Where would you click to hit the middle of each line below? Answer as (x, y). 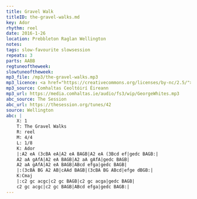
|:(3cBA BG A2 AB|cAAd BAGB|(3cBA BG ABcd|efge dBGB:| (85, 170)
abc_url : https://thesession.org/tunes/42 (59, 105)
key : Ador (18, 22)
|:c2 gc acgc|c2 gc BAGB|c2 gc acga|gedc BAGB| (76, 181)
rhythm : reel (22, 28)
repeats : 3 (19, 55)
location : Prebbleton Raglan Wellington (56, 39)
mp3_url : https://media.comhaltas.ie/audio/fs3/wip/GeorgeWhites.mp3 (93, 94)
